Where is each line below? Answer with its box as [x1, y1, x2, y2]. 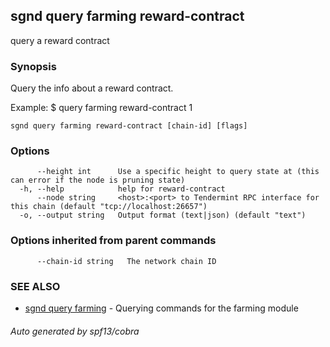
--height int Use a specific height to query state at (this [36, 167, 320, 177]
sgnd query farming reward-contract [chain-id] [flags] [10, 121, 248, 131]
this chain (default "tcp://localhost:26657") [10, 202, 208, 212]
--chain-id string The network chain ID [36, 256, 217, 266]
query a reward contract [10, 34, 110, 46]
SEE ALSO [10, 279, 61, 293]
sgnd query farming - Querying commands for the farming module [24, 302, 299, 314]
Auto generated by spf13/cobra [10, 325, 140, 337]
